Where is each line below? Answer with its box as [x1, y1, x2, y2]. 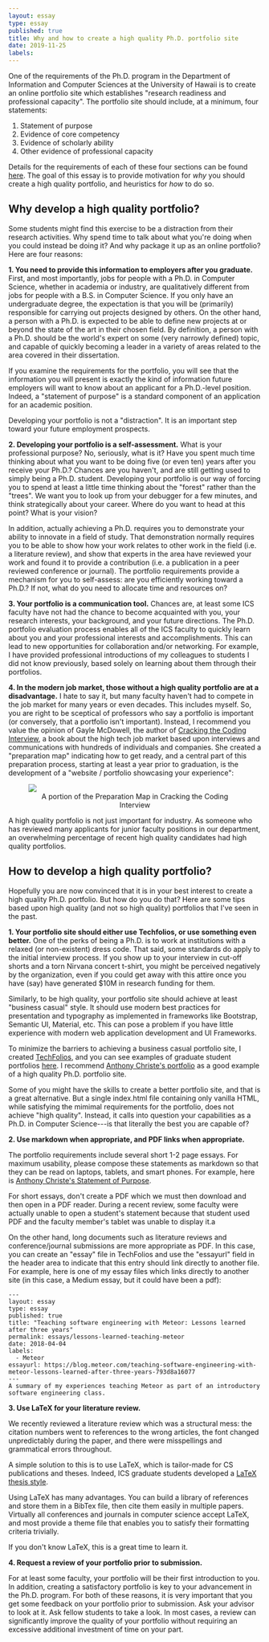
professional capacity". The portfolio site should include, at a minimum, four [8, 97, 259, 106]
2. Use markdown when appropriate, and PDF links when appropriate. [8, 1134, 245, 1144]
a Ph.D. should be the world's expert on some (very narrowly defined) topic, [8, 333, 259, 342]
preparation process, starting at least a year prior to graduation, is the [8, 759, 239, 769]
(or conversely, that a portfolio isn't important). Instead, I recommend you [8, 717, 251, 726]
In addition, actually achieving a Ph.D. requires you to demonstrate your [8, 523, 245, 533]
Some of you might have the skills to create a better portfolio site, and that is [8, 1084, 261, 1094]
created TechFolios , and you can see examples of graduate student [8, 1052, 231, 1061]
